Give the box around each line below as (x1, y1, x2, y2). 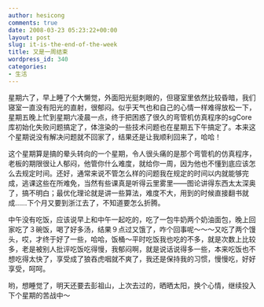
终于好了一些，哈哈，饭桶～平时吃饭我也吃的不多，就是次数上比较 (42, 234, 256, 244)
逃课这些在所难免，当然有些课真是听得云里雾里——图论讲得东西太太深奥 (21, 178, 256, 187)
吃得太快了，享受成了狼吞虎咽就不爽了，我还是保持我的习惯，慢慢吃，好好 (14, 253, 256, 264)
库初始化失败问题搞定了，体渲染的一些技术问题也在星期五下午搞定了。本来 (8, 122, 249, 131)
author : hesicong (8, 11, 65, 20)
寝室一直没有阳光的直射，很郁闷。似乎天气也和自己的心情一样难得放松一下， (8, 102, 256, 112)
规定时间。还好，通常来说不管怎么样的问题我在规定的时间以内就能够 (21, 168, 242, 178)
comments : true (8, 19, 58, 27)
